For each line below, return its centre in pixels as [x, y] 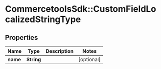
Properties [22, 37]
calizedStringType [43, 19]
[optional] [90, 59]
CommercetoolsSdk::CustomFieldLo [81, 9]
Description [60, 51]
